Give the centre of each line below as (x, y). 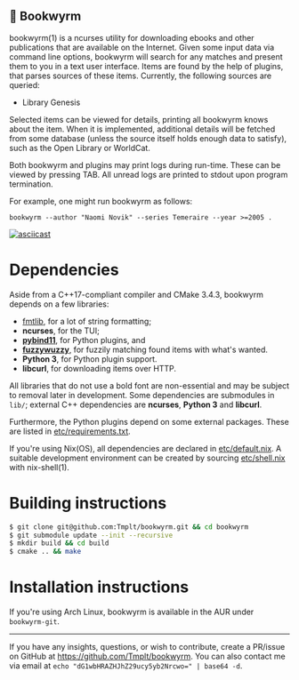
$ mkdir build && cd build (59, 543)
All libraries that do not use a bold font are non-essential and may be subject (149, 385)
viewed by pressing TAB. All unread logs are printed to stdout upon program (149, 174)
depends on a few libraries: (59, 304)
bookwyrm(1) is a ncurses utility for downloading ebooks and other (132, 37)
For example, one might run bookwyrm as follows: (101, 201)
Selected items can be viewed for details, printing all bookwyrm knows (139, 119)
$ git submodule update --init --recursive (91, 535)
